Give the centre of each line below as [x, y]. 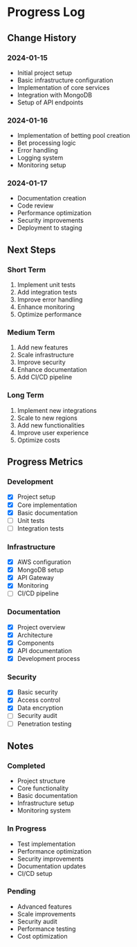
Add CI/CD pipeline [45, 377]
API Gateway [35, 578]
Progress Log [46, 12]
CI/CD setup [35, 873]
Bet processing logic [46, 143]
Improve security [41, 362]
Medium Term [31, 333]
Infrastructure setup [46, 803]
